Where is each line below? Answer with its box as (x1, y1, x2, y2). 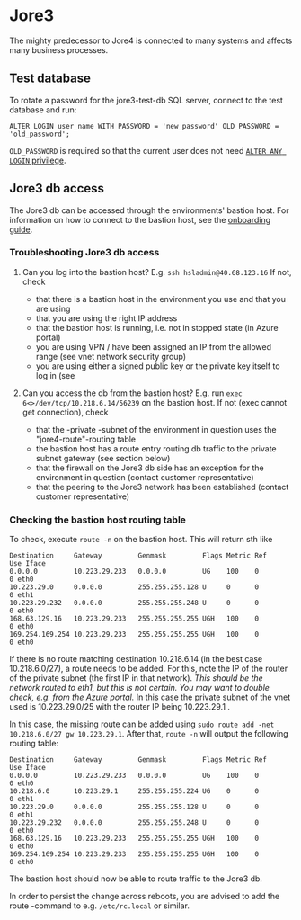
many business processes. (9, 44, 109, 55)
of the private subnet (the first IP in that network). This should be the (9, 673, 263, 683)
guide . (9, 224, 33, 235)
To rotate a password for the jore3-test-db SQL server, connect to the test (9, 94, 283, 105)
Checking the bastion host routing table (9, 514, 187, 526)
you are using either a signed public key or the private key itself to (35, 361, 280, 371)
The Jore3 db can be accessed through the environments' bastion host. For (9, 204, 289, 216)
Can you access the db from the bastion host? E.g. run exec (22, 388, 243, 398)
